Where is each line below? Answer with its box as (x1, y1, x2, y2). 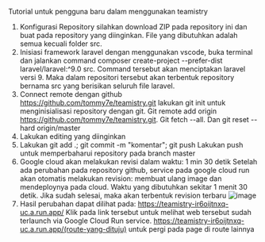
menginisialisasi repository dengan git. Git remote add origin (19, 106, 217, 116)
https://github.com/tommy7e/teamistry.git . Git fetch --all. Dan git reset (19, 115, 250, 124)
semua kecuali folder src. (19, 39, 103, 48)
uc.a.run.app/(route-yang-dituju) (19, 225, 127, 233)
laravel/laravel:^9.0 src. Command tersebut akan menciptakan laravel (19, 64, 246, 74)
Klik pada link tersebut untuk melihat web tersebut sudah (65, 208, 252, 217)
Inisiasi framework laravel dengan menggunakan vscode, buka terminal (19, 48, 253, 56)
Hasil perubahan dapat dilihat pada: (19, 199, 136, 209)
